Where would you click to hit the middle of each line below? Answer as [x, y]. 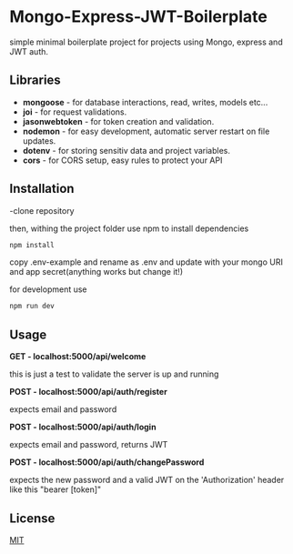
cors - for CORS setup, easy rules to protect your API [122, 160]
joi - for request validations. [75, 112]
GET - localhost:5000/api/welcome [78, 357]
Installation [42, 189]
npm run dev [32, 307]
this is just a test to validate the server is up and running [114, 374]
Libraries [35, 81]
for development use [48, 289]
